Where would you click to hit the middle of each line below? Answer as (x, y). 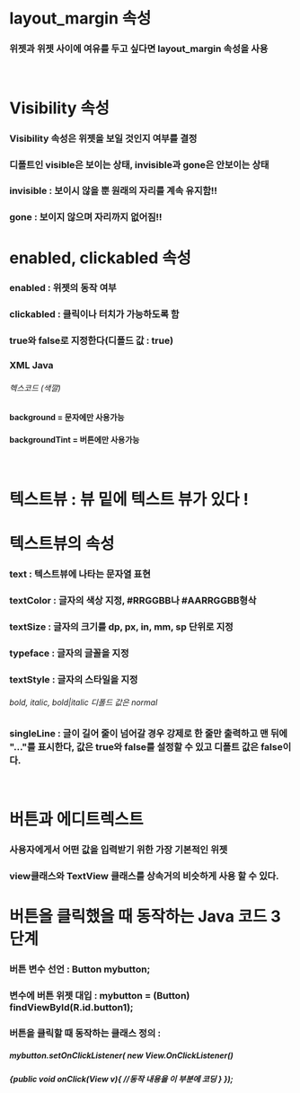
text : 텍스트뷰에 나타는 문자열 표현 (80, 574)
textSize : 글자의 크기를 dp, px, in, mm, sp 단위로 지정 (121, 627)
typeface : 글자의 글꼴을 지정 (69, 653)
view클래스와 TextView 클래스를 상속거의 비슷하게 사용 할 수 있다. (145, 877)
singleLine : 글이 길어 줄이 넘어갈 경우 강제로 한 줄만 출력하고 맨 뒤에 (149, 733)
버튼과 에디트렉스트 (76, 820)
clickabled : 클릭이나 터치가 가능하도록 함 (94, 314)
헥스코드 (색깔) (35, 388)
